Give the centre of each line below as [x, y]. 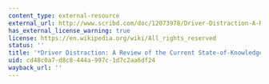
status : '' [26, 46]
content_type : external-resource [64, 16]
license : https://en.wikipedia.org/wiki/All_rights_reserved [112, 38]
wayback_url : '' [35, 68]
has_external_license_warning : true [69, 30]
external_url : [32, 23]
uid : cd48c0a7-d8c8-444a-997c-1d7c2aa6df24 [82, 61]
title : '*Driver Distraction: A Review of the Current [102, 53]
